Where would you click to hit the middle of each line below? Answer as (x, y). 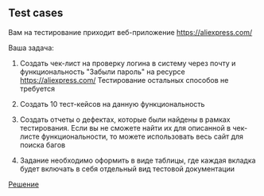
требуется (37, 88)
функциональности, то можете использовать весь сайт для (142, 136)
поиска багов (43, 145)
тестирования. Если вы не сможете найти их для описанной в (125, 127)
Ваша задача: (31, 48)
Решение (24, 184)
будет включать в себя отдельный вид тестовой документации (127, 169)
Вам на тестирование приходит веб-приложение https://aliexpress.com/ (130, 32)
